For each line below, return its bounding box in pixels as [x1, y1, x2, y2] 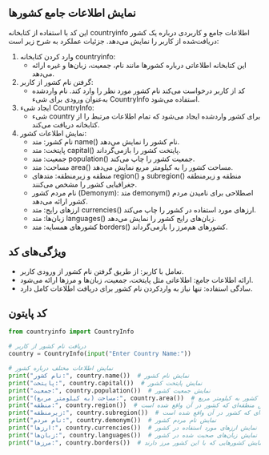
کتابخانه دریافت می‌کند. [31, 119, 100, 129]
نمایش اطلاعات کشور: [19, 128, 87, 138]
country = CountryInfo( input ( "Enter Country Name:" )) [8, 350, 192, 358]
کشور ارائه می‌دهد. [31, 196, 88, 206]
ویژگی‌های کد [8, 245, 66, 259]
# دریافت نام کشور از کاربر [8, 342, 86, 351]
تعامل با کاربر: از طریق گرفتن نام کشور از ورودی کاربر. [19, 266, 184, 276]
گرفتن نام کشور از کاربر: [19, 77, 94, 87]
